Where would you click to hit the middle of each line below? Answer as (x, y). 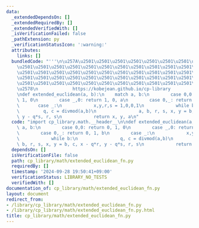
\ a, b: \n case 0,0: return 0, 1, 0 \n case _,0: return (106, 128)
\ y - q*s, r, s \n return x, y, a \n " (78, 116)
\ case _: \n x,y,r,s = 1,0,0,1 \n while (103, 105)
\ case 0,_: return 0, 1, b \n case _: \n (86, 133)
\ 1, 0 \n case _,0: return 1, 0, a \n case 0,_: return (105, 100)
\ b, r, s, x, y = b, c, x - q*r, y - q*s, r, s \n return (105, 144)
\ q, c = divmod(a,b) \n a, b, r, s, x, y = (102, 111)
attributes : (26, 50)
